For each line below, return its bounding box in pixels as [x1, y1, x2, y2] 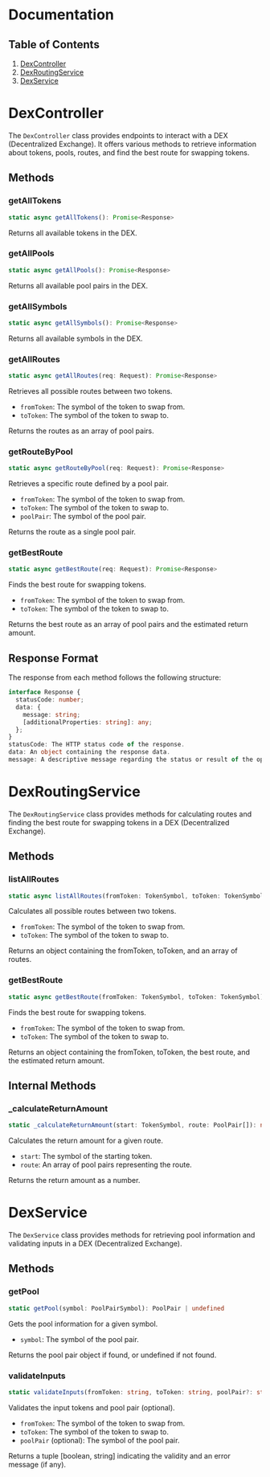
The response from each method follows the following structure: [8, 673, 222, 682]
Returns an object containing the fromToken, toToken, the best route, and [8, 1047, 251, 1057]
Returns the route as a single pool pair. [8, 527, 137, 537]
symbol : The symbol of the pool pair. [19, 1334, 139, 1344]
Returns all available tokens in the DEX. [8, 227, 138, 238]
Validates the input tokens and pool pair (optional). [8, 1402, 175, 1412]
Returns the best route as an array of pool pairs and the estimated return [8, 620, 249, 629]
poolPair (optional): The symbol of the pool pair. [19, 1435, 180, 1445]
